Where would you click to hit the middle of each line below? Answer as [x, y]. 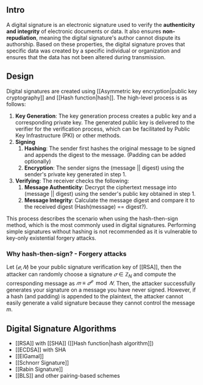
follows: [16, 104]
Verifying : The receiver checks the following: [72, 181]
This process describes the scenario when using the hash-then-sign [92, 218]
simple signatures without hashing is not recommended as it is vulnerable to [102, 231]
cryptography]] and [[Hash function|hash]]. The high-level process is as [97, 98]
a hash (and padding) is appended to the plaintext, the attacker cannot [95, 297]
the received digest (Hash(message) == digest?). [86, 206]
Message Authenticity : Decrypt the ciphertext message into [100, 187]
